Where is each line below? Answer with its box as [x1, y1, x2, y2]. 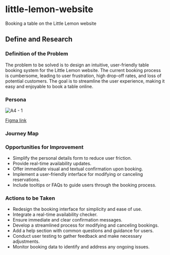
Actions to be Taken [5, 195, 56, 202]
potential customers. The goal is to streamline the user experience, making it [5, 78, 165, 84]
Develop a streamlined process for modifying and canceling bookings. [12, 222, 159, 229]
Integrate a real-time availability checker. [12, 211, 98, 217]
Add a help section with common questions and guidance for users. [12, 228, 154, 234]
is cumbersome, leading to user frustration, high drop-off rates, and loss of [5, 72, 162, 79]
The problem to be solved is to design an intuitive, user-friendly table [5, 62, 149, 68]
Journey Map [5, 130, 39, 137]
